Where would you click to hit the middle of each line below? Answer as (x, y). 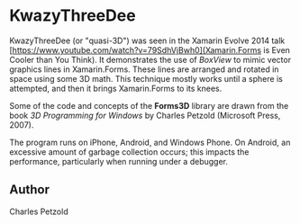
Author (29, 190)
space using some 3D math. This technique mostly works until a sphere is (146, 78)
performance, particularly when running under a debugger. (118, 161)
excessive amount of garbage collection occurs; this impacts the (129, 152)
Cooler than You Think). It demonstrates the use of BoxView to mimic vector (150, 59)
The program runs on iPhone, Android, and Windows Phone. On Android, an (150, 142)
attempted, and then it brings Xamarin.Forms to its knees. (116, 88)
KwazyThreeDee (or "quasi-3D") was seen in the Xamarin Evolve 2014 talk (147, 40)
